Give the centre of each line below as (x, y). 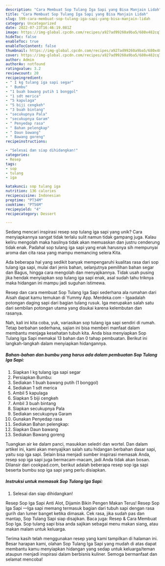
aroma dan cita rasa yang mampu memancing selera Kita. (64, 253)
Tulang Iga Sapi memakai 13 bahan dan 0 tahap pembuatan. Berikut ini (76, 339)
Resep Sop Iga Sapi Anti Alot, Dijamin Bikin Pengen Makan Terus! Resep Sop (82, 503)
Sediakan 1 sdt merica (35, 388)
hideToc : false (21, 37)
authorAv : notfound (25, 64)
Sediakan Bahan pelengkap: (41, 424)
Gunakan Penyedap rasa (37, 419)
